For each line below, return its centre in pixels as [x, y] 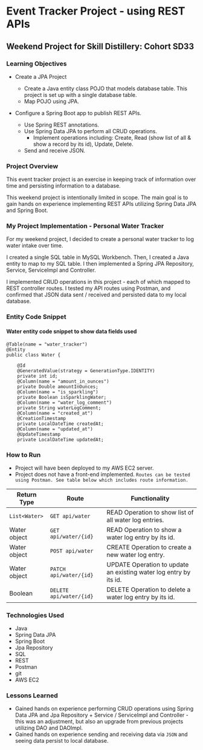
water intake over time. [35, 246]
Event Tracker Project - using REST [96, 11]
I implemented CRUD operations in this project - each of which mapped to [98, 282]
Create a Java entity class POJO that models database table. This [105, 88]
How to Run [24, 455]
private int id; [38, 376]
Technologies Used [35, 615]
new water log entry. [136, 554]
